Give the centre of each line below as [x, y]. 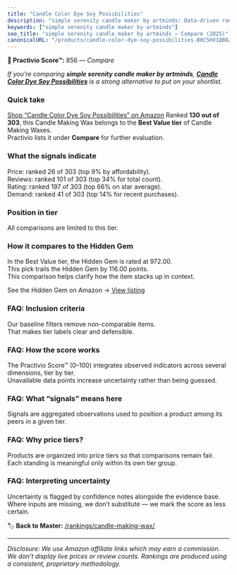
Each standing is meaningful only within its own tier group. [92, 463]
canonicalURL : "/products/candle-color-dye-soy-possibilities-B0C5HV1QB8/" [121, 40]
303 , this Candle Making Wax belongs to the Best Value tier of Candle [110, 123]
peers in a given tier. [37, 422]
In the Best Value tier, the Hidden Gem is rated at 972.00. [90, 262]
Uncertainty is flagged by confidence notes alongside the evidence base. [114, 496]
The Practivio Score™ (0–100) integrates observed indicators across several [117, 365]
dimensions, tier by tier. [41, 373]
